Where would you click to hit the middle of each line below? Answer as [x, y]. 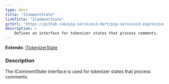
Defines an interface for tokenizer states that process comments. [86, 33]
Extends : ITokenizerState [31, 48]
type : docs [17, 10]
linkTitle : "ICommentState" [35, 19]
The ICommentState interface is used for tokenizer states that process [78, 71]
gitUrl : [13, 24]
